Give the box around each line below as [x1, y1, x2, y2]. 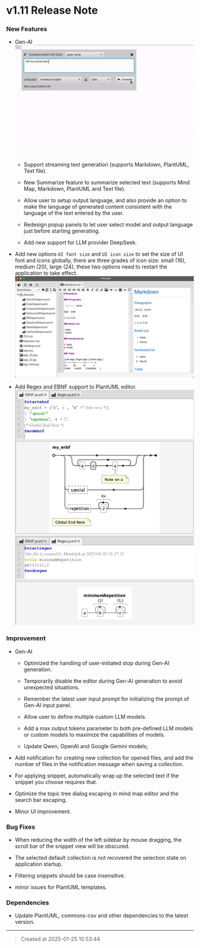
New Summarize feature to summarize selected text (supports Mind [23, 178, 190, 186]
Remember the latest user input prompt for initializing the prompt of [23, 695, 189, 702]
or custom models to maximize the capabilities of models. [23, 731, 165, 738]
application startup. [14, 860, 63, 867]
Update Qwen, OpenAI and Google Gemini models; [23, 742, 149, 749]
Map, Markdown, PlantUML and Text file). [23, 185, 126, 192]
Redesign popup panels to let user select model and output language [23, 221, 193, 228]
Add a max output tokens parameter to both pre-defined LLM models [23, 724, 193, 731]
